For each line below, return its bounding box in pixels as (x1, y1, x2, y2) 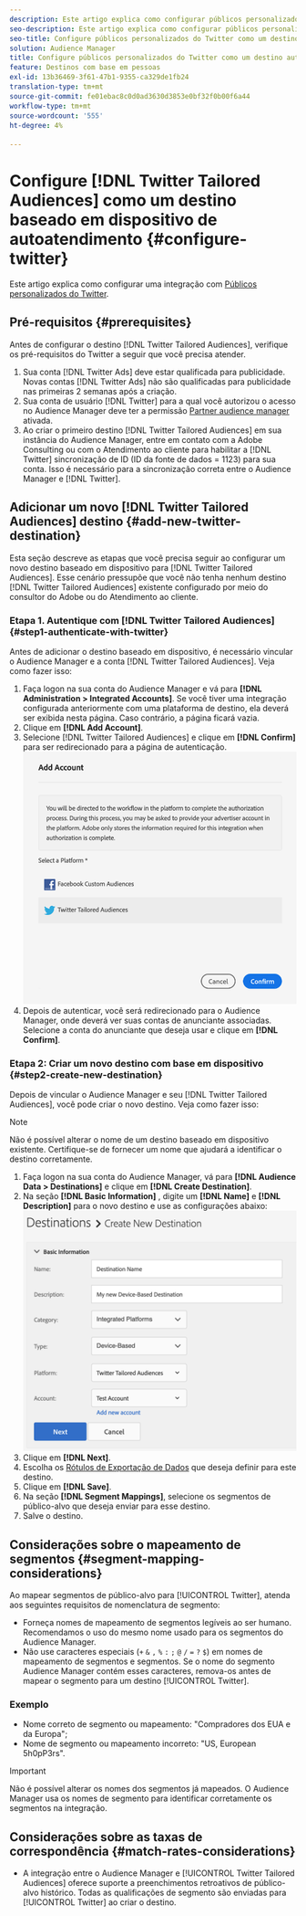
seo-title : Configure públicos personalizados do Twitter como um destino (9, 34, 300, 43)
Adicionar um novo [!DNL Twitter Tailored (9, 500, 249, 515)
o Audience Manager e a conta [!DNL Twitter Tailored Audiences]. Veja (9, 656, 275, 667)
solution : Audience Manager (9, 44, 117, 53)
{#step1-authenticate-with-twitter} (9, 626, 168, 638)
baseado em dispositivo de (9, 210, 218, 230)
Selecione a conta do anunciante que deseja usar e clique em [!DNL (22, 1024, 279, 1036)
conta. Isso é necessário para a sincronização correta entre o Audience (22, 463, 291, 474)
